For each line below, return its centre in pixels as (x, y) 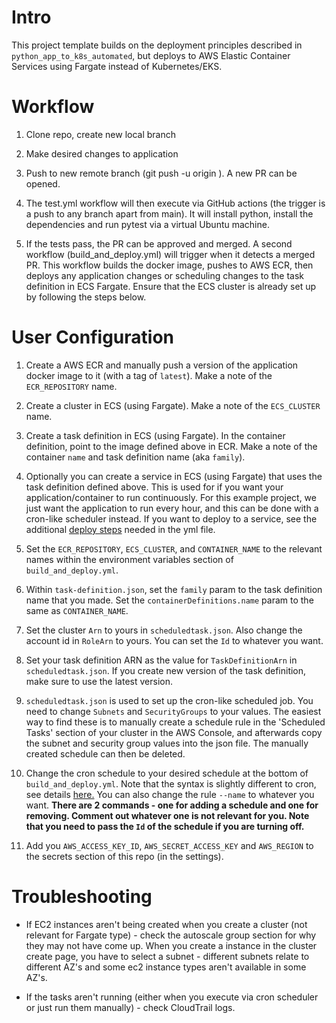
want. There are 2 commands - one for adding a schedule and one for (172, 805)
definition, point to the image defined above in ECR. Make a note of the (171, 446)
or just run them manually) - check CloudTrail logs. (130, 1007)
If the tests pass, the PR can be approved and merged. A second (159, 243)
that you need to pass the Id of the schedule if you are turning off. (165, 826)
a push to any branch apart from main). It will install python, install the (169, 213)
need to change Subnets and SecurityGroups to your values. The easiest (173, 711)
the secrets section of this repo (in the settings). (124, 856)
